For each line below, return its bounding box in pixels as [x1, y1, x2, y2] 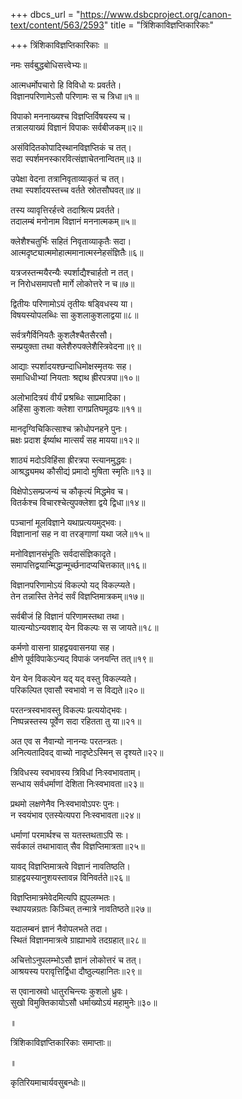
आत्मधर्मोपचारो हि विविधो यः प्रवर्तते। [10, 79, 122, 91]
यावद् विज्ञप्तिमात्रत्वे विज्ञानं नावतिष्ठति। [10, 860, 132, 872]
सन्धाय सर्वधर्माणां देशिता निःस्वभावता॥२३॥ [10, 778, 144, 789]
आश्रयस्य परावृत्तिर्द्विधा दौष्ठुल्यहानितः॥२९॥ [10, 965, 142, 977]
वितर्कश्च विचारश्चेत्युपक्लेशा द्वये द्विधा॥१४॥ [10, 497, 146, 508]
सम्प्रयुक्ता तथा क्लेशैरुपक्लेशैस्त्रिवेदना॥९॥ [10, 340, 142, 352]
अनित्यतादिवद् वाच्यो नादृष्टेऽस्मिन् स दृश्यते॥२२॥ [10, 747, 164, 758]
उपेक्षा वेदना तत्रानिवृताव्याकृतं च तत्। [10, 173, 125, 184]
